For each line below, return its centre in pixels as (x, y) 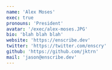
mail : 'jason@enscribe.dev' (42, 57)
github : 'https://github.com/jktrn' (52, 52)
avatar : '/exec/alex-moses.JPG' (47, 29)
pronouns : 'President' (35, 23)
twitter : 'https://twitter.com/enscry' (57, 46)
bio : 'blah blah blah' (35, 35)
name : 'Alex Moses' (31, 12)
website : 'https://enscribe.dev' (48, 40)
